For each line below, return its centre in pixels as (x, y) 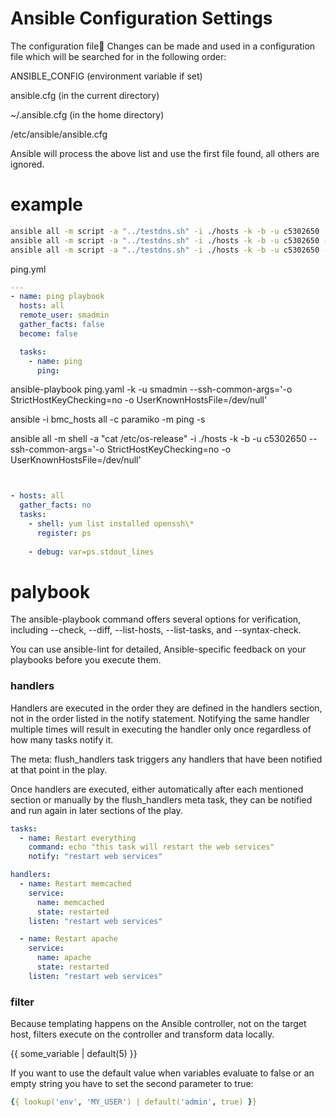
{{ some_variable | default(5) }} (74, 1054)
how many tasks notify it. (62, 739)
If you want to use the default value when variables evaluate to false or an (162, 1073)
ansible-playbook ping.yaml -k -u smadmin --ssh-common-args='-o (151, 389)
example (47, 204)
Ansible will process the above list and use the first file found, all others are (165, 153)
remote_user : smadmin (64, 315)
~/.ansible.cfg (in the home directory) (87, 114)
